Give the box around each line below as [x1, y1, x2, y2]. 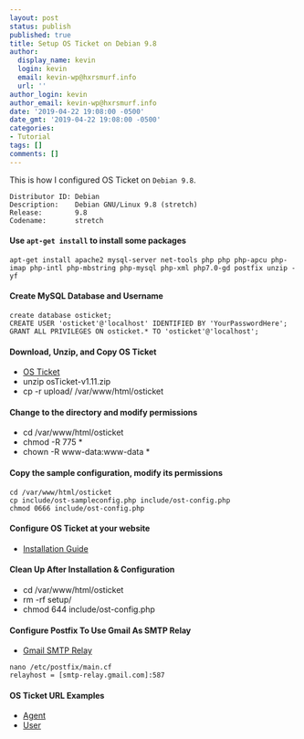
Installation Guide [22, 543, 89, 554]
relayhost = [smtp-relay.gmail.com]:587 [9, 670, 166, 681]
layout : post [9, 13, 59, 23]
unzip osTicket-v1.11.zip [22, 376, 111, 387]
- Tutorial [9, 132, 51, 142]
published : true [9, 30, 71, 39]
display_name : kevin [17, 56, 96, 65]
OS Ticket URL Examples [9, 690, 105, 701]
